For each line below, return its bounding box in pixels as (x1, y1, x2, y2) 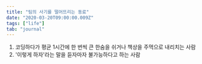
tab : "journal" (6, 26, 45, 32)
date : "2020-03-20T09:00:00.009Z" (6, 15, 94, 21)
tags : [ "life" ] (6, 20, 45, 26)
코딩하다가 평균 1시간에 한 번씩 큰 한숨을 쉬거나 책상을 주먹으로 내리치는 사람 (15, 43, 196, 51)
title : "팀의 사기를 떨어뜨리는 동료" (6, 9, 89, 15)
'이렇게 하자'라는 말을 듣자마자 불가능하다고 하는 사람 (15, 51, 141, 59)
